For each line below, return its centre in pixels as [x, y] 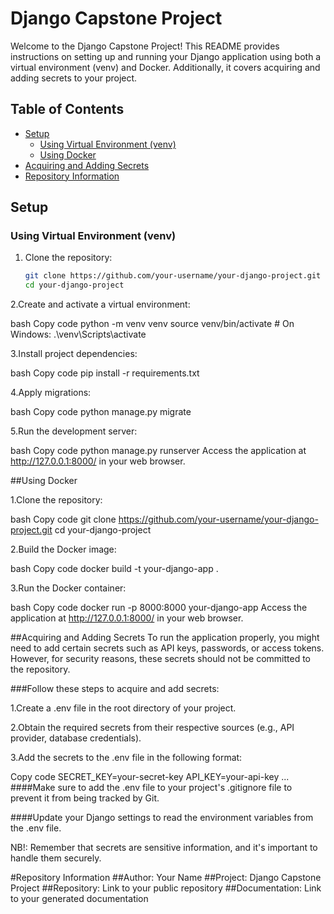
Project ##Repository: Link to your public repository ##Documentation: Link [166, 888]
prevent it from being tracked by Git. [85, 798]
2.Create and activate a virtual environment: [100, 304]
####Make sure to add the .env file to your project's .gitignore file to [151, 788]
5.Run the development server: [74, 431]
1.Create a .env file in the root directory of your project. [123, 708]
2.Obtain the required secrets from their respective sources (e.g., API [152, 728]
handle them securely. [56, 858]
